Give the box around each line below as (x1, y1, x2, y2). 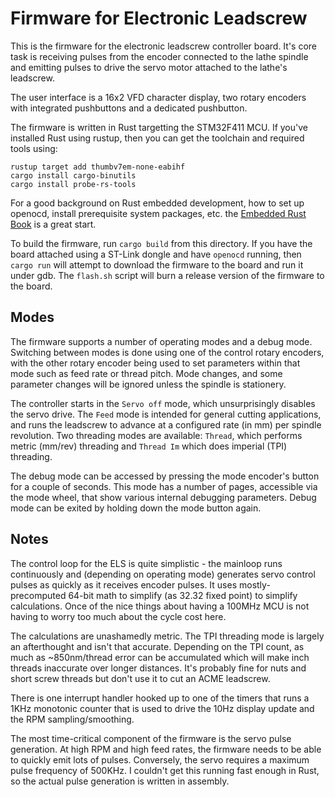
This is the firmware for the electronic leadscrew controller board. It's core (10, 40, 318, 52)
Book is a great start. (10, 218, 97, 230)
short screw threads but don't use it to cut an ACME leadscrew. (10, 672, 271, 684)
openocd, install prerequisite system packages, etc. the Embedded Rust (10, 207, 307, 219)
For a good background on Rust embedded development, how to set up (10, 197, 305, 209)
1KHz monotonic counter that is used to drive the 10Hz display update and (10, 702, 315, 714)
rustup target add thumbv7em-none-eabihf (10, 162, 186, 172)
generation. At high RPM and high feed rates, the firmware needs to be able (10, 743, 322, 755)
